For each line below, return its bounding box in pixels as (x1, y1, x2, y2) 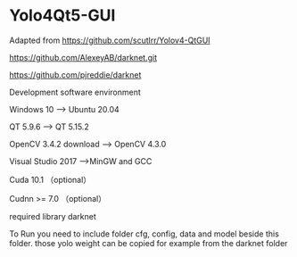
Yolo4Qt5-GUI (9, 5, 116, 26)
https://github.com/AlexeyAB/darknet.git (9, 52, 158, 62)
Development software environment (9, 87, 141, 97)
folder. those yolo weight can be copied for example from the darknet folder (9, 237, 288, 248)
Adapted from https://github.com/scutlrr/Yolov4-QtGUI (9, 35, 211, 46)
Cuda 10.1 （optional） (9, 174, 92, 185)
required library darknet (9, 211, 96, 221)
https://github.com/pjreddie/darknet (9, 69, 142, 80)
